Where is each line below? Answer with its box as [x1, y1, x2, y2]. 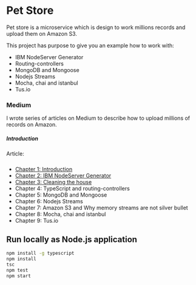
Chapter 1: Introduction [15, 165, 73, 172]
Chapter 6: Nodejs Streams [15, 197, 84, 205]
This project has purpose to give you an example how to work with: [6, 42, 174, 49]
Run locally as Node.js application [6, 234, 138, 244]
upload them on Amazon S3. [6, 30, 78, 37]
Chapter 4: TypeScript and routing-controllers [15, 185, 130, 192]
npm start [6, 273, 32, 279]
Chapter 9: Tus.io [15, 217, 59, 224]
